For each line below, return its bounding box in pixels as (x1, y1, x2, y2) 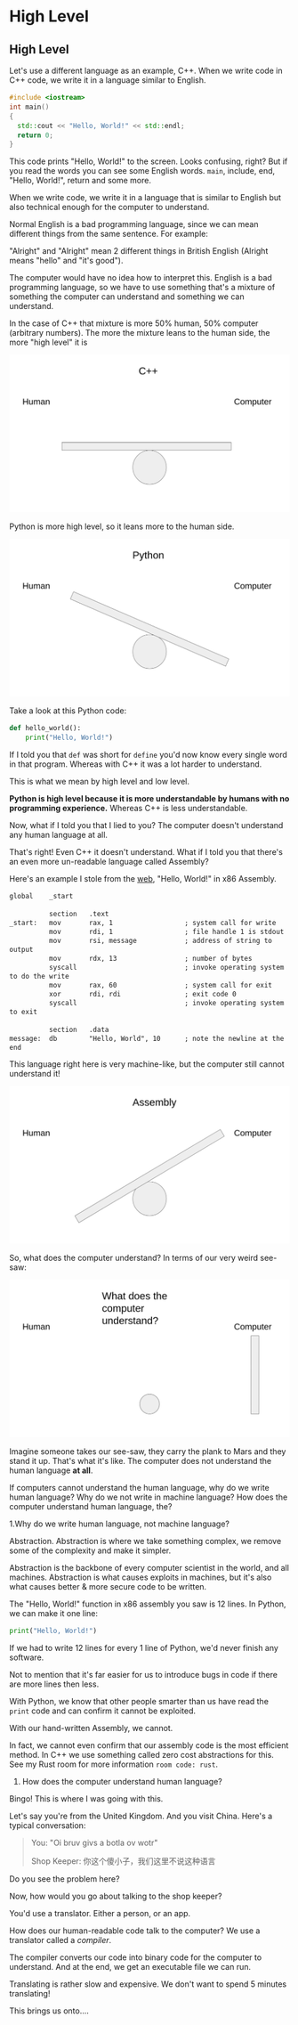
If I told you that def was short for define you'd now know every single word (9, 750, 287, 760)
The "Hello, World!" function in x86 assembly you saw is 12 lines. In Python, (9, 1598, 286, 1609)
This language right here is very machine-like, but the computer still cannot (9, 1059, 285, 1069)
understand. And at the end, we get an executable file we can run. (9, 1961, 252, 1972)
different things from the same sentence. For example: (9, 229, 209, 240)
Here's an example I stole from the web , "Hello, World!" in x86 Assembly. (9, 874, 278, 883)
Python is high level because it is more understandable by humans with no (9, 793, 290, 803)
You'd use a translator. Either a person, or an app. (9, 1907, 191, 1918)
